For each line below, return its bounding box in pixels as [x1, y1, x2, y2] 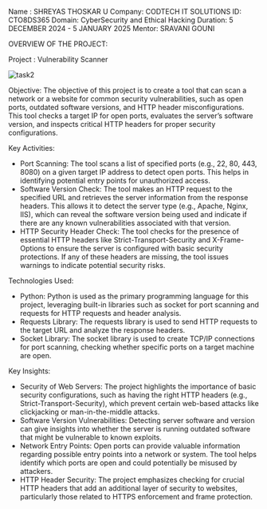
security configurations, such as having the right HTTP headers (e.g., [19, 390, 248, 400]
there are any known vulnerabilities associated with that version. [19, 219, 231, 227]
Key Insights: [8, 366, 51, 376]
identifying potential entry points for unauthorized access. [19, 176, 211, 185]
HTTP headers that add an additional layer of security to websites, [19, 483, 238, 493]
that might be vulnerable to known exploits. [19, 432, 162, 442]
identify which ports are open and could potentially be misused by [19, 458, 238, 468]
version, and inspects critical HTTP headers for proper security [8, 120, 216, 128]
